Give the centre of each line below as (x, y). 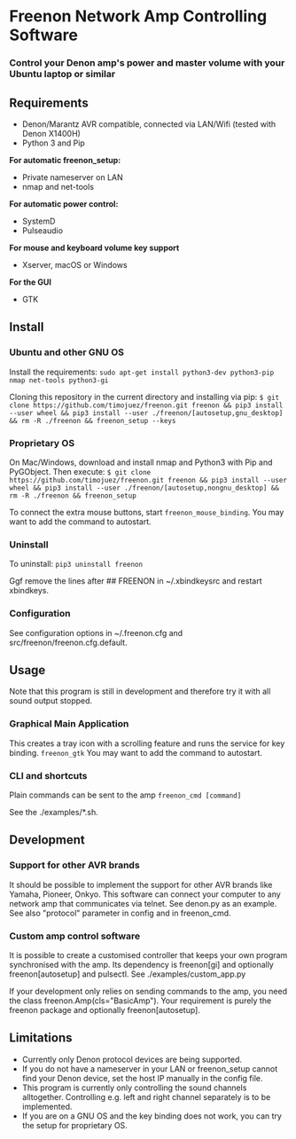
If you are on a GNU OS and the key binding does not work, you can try (152, 1116)
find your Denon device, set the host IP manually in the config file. (142, 1078)
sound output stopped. (51, 701)
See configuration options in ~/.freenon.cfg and (96, 632)
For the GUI (30, 282)
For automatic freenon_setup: (65, 160)
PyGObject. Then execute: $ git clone (80, 471)
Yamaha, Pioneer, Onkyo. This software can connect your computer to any (145, 894)
